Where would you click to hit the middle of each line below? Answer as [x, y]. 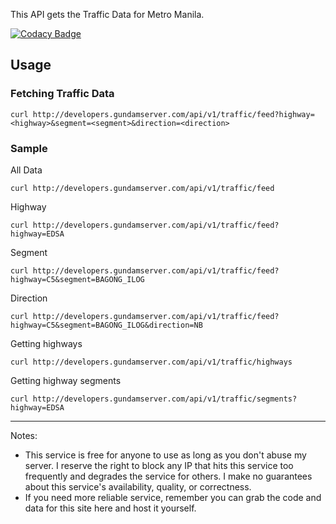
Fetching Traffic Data [62, 94]
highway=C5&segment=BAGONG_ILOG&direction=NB [106, 325]
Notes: [24, 435]
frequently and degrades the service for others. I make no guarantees [168, 476]
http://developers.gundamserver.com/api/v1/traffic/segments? [165, 399]
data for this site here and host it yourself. [110, 508]
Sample [29, 148]
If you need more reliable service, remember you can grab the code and [173, 497]
